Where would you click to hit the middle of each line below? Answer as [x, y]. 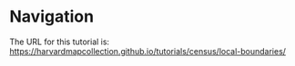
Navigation [51, 17]
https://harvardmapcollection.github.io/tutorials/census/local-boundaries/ [148, 51]
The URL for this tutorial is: [60, 42]
